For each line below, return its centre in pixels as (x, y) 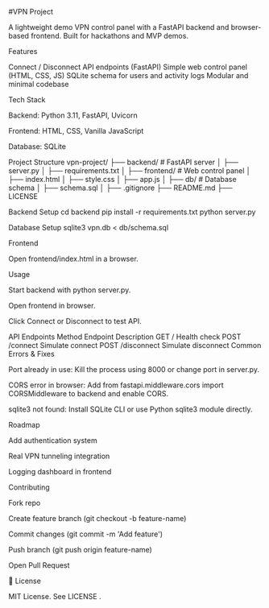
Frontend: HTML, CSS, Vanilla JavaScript (76, 131)
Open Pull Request (39, 565)
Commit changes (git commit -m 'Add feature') (86, 534)
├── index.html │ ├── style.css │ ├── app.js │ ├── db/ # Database (122, 179)
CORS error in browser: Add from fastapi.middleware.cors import (116, 385)
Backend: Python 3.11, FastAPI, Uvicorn (73, 115)
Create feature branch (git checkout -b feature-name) (97, 518)
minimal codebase (39, 84)
